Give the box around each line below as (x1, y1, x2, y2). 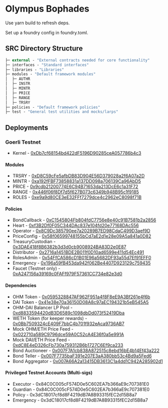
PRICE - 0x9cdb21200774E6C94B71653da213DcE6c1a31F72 (12, 184, 139, 190)
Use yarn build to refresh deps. (5, 20, 70, 26)
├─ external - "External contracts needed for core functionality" (5, 58, 150, 63)
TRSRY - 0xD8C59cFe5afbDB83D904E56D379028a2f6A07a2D (12, 173, 145, 179)
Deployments (5, 123, 48, 132)
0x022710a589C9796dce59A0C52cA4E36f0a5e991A (12, 331, 125, 337)
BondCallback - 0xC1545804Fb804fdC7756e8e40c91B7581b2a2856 (12, 217, 156, 223)
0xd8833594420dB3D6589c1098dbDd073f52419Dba (12, 309, 125, 316)
